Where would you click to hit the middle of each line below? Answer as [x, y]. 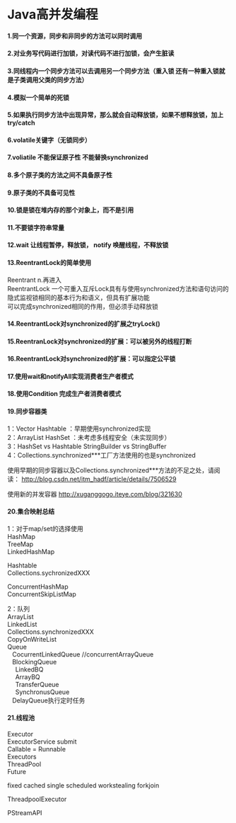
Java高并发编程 [53, 15]
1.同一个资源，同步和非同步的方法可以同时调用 [75, 35]
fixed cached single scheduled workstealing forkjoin [83, 785]
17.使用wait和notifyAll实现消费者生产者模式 [71, 376]
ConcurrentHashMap [38, 586]
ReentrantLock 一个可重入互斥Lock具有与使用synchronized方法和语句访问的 [118, 288]
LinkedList [22, 624]
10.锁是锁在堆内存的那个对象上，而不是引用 [71, 210]
